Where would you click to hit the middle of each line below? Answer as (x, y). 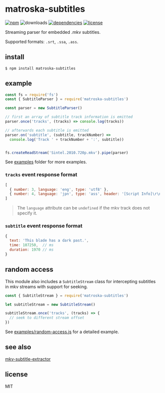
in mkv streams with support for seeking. (47, 287)
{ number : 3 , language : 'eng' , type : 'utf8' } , (59, 189)
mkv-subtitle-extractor (28, 359)
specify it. (27, 213)
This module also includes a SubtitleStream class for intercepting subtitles (81, 281)
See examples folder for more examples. (46, 162)
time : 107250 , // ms (32, 245)
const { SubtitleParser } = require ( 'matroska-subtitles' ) (67, 99)
